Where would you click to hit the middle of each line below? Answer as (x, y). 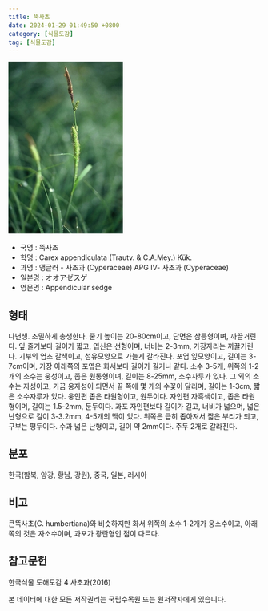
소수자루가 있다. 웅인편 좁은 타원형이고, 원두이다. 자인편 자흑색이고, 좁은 (128, 396)
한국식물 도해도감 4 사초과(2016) (60, 582)
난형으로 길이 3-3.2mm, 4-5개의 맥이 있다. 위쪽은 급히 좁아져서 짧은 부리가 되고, (134, 416)
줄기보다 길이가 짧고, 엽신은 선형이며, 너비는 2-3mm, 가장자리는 (126, 346)
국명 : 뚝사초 (39, 248)
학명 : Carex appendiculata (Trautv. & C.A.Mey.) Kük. (106, 257)
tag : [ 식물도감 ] (32, 42)
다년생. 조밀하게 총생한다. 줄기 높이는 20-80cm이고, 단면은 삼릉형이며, (119, 336)
